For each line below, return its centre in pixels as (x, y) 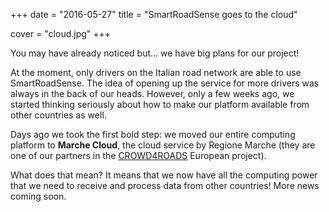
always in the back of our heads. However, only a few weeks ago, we (152, 93)
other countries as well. (58, 115)
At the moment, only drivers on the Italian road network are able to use (156, 72)
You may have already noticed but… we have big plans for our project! (155, 53)
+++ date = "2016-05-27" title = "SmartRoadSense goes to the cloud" (154, 14)
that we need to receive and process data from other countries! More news (165, 185)
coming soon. (38, 196)
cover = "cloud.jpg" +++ (61, 33)
